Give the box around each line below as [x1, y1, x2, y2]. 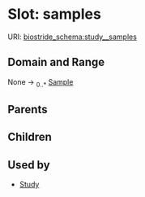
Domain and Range [7, 55, 105, 69]
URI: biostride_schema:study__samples [7, 32, 137, 42]
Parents [7, 103, 48, 116]
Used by [7, 158, 50, 172]
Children [7, 130, 52, 144]
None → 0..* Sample [7, 77, 74, 89]
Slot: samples [7, 5, 102, 24]
